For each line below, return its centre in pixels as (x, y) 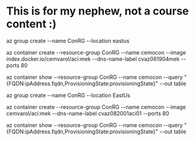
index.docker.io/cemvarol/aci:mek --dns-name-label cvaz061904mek (93, 59)
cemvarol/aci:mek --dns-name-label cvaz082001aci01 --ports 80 (88, 113)
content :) (31, 24)
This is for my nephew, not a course (97, 11)
